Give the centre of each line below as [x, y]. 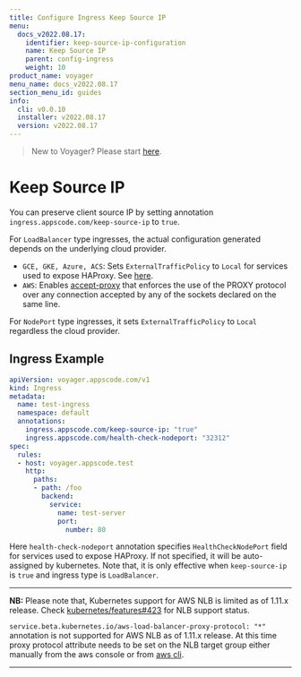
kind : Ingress [36, 388]
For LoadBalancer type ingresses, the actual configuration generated [135, 239]
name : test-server [91, 513]
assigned [26, 566]
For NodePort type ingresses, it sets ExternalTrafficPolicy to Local [133, 321]
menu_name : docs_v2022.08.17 [64, 84]
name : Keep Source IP [65, 51]
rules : [30, 454]
